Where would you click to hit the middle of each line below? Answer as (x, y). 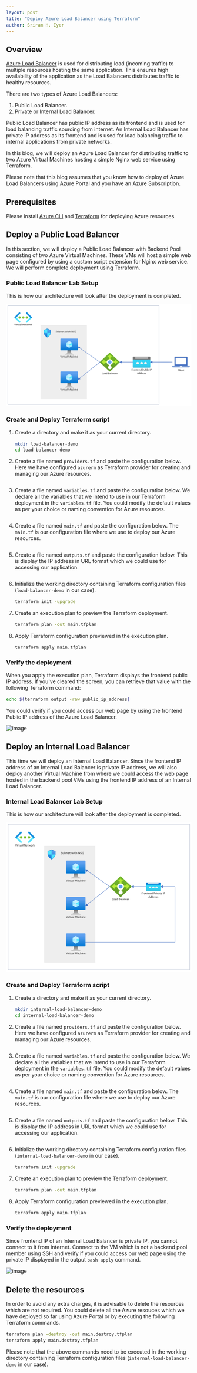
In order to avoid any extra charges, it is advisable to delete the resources (95, 1304)
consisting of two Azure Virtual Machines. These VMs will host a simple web (98, 255)
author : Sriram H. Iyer (35, 25)
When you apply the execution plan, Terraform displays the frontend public (97, 676)
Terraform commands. (33, 1323)
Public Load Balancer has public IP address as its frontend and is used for (96, 123)
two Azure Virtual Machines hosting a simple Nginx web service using (91, 160)
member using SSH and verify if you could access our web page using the (96, 1253)
